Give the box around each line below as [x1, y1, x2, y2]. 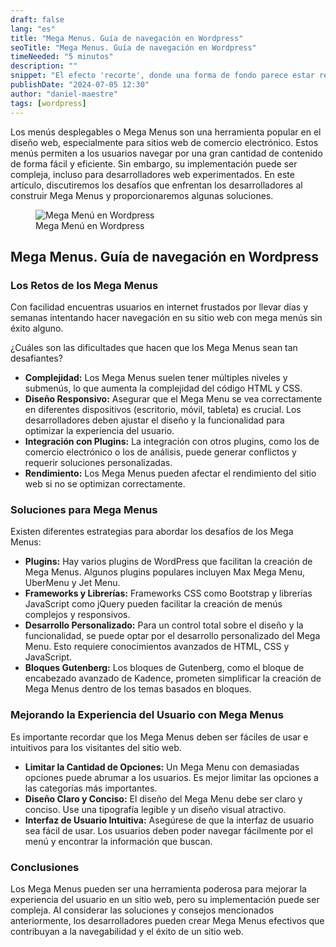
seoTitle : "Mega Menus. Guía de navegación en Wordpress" [10, 42, 257, 53]
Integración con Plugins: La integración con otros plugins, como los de [24, 436, 320, 448]
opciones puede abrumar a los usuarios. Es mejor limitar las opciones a [24, 771, 319, 783]
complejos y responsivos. [24, 609, 131, 621]
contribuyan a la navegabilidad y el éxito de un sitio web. [10, 926, 244, 938]
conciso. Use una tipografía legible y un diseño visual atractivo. [24, 803, 287, 815]
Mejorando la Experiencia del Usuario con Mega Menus [10, 708, 284, 722]
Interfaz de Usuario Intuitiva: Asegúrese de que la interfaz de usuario [24, 814, 315, 826]
